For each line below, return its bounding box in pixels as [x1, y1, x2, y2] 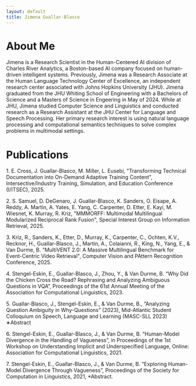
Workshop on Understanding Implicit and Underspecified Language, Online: [6, 343, 190, 350]
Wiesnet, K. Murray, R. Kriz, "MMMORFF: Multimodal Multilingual [6, 210, 163, 217]
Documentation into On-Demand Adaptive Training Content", [6, 174, 153, 181]
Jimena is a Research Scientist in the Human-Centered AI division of [6, 59, 171, 66]
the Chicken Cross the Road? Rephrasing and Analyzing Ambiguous [6, 277, 170, 284]
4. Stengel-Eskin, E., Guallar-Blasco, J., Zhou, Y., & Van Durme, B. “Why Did [6, 270, 189, 277]
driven [6, 71, 22, 78]
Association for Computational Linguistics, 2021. [6, 349, 123, 356]
